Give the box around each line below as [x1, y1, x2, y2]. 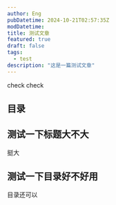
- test [13, 56, 32, 63]
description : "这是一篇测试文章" [7, 62, 95, 69]
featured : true [7, 36, 51, 43]
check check [7, 81, 44, 89]
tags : [7, 49, 23, 56]
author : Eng [7, 10, 41, 17]
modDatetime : [7, 23, 45, 30]
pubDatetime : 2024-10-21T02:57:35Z [7, 17, 110, 24]
